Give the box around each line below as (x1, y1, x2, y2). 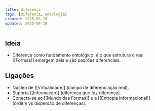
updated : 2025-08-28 (5, 21, 48, 26)
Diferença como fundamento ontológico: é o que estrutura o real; (12, 52, 145, 58)
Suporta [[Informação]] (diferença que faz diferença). (12, 89, 121, 96)
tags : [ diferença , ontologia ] (5, 12, 68, 17)
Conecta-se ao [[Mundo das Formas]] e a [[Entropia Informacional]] (12, 95, 151, 101)
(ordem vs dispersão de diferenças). (12, 100, 86, 106)
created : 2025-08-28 (5, 16, 48, 21)
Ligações (5, 72, 34, 80)
